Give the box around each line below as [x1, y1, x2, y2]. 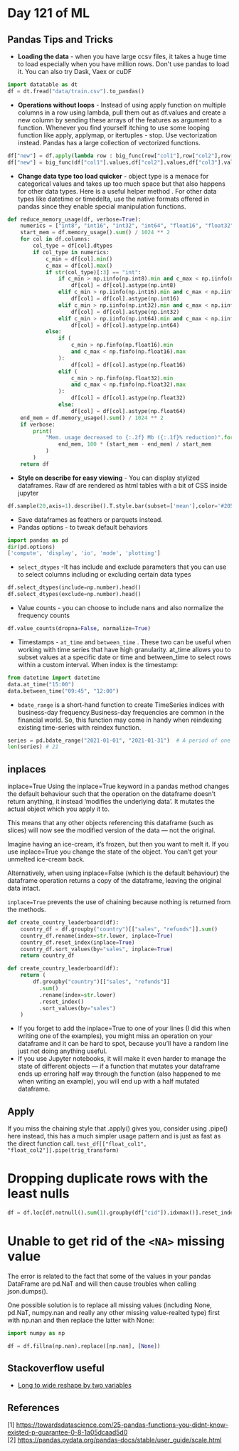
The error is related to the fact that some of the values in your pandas [7, 1272, 211, 1280]
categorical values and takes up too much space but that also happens [17, 179, 225, 188]
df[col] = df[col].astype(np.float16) [70, 361, 186, 368]
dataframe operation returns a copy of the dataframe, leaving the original [7, 876, 222, 885]
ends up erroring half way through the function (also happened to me [17, 1069, 221, 1078]
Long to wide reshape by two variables [17, 1381, 132, 1390]
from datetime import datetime [7, 674, 100, 681]
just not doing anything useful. [17, 1047, 107, 1055]
